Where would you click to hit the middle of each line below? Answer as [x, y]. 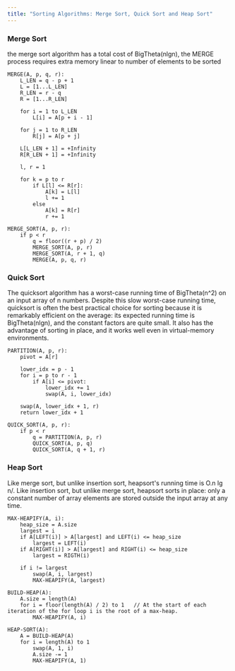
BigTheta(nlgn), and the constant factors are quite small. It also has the [110, 323]
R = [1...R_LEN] [44, 99]
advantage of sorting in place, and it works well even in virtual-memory [111, 331]
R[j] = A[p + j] [56, 136]
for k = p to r [42, 179]
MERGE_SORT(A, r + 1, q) [69, 254]
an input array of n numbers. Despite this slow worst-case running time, [112, 300]
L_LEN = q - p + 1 [47, 81]
